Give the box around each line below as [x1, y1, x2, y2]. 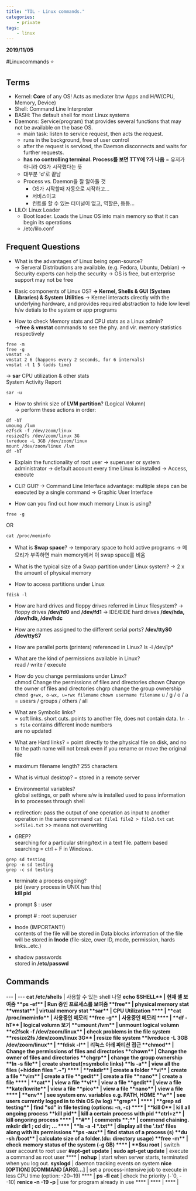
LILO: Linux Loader [14, 206, 60, 213]
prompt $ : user [14, 900, 53, 908]
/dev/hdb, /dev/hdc [14, 615, 63, 622]
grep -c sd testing [6, 866, 54, 873]
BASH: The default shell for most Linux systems [14, 111, 130, 118]
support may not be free [14, 276, 74, 283]
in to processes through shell [14, 797, 85, 804]
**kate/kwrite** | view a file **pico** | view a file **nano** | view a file [6, 1085, 183, 1092]
